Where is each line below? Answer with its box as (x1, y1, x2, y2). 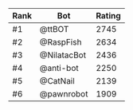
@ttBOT (39, 24, 69, 34)
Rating (95, 10, 121, 21)
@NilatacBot (39, 49, 86, 61)
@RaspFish (39, 37, 82, 47)
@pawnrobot (39, 88, 88, 99)
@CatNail (39, 76, 76, 86)
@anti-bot (39, 63, 79, 73)
